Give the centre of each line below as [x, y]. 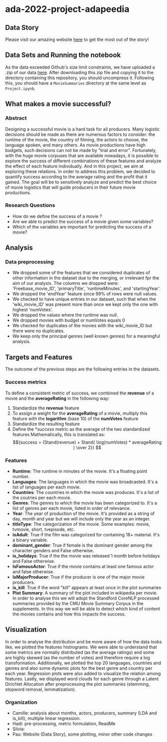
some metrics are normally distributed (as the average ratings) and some [80, 652]
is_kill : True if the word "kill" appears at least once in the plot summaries [87, 587]
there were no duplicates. [39, 331]
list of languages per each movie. [46, 487]
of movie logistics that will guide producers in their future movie [70, 187]
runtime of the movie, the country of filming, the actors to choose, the [77, 139]
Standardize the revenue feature [46, 408]
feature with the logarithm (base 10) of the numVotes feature [75, 418]
